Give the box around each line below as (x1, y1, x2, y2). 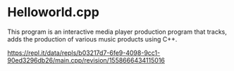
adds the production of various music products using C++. (7, 34, 178, 43)
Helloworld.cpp (7, 4, 100, 20)
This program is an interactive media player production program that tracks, (7, 27, 227, 36)
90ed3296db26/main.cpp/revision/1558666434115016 (7, 56, 166, 64)
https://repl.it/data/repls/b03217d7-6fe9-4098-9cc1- (7, 49, 161, 57)
